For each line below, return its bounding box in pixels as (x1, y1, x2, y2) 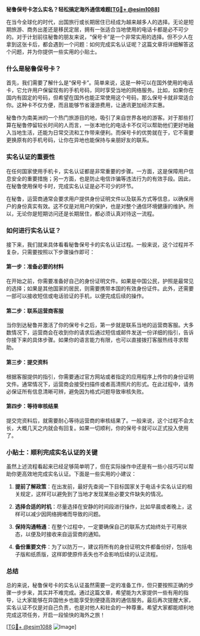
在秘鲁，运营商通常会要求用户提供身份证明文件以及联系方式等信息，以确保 (6, 195, 189, 202)
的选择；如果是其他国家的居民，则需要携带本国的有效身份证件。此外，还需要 (6, 285, 194, 292)
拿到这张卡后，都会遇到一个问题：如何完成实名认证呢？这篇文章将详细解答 (6, 41, 189, 48)
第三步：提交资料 (6, 358, 48, 366)
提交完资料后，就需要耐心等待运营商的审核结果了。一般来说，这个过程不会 (6, 417, 189, 424)
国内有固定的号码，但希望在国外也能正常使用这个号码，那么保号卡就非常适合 (6, 94, 194, 101)
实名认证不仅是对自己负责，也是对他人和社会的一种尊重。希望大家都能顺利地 (6, 604, 194, 611)
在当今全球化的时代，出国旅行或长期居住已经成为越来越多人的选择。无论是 (6, 18, 189, 26)
